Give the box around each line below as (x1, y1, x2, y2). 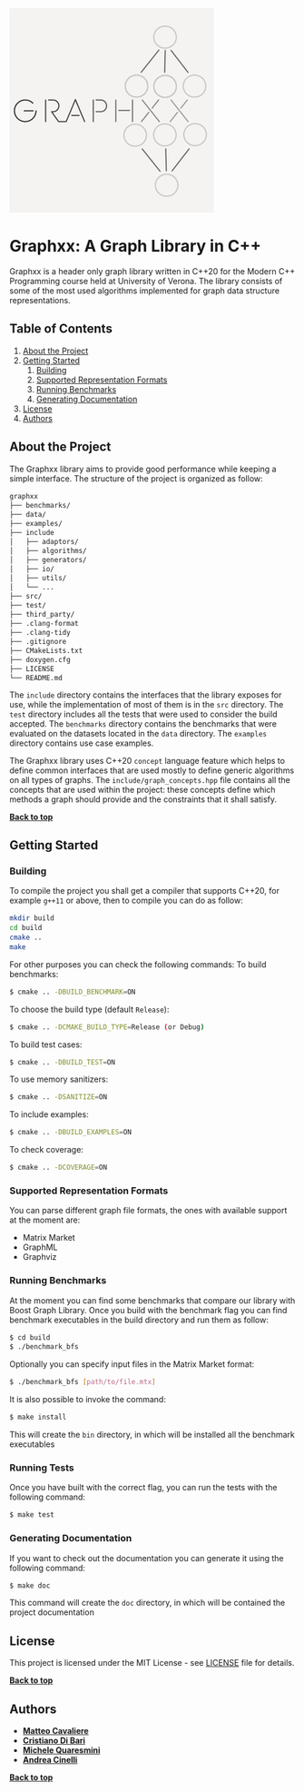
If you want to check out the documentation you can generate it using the (9, 1552, 284, 1563)
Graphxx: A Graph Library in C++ (9, 236, 261, 257)
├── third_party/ (9, 609, 75, 619)
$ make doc (9, 1580, 51, 1590)
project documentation (9, 1607, 95, 1618)
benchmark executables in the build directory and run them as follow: (9, 1314, 270, 1325)
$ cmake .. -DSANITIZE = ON (9, 1093, 107, 1102)
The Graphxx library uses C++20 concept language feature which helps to (9, 755, 286, 766)
